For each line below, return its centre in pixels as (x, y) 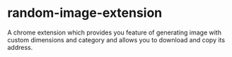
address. (20, 47)
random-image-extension (85, 13)
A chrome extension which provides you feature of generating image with (114, 32)
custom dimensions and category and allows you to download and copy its (116, 39)
